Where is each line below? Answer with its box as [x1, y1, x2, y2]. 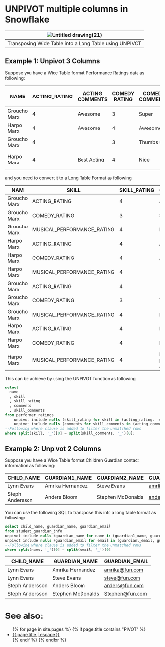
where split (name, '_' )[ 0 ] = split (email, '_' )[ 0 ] [5, 547, 111, 552]
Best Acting [78, 156, 105, 163]
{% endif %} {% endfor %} [12, 637, 67, 643]
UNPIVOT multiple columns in [5, 3, 128, 15]
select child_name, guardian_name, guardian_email [5, 524, 111, 529]
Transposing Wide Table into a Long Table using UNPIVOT [7, 40, 141, 47]
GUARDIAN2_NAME [96, 474, 144, 481]
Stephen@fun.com [104, 590, 147, 597]
